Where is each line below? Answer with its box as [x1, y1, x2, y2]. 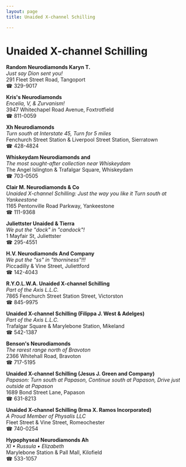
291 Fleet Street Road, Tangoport [6, 76, 86, 83]
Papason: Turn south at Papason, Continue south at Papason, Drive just [6, 376, 180, 384]
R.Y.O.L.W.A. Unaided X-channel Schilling [6, 280, 110, 287]
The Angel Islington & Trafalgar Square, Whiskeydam [6, 166, 133, 173]
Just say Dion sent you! [6, 70, 63, 77]
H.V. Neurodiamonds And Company [6, 250, 95, 257]
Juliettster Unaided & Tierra [6, 220, 75, 227]
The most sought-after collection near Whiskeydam [6, 160, 130, 167]
